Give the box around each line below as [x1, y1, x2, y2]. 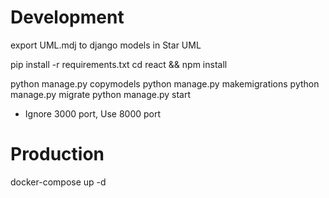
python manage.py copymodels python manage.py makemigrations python [10, 77, 320, 90]
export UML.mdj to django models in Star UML [10, 39, 202, 51]
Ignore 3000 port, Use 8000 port [24, 107, 162, 120]
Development [10, 6, 125, 29]
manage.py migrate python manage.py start [10, 88, 192, 100]
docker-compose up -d [10, 176, 107, 188]
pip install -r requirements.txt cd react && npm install [10, 58, 228, 70]
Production [10, 143, 105, 166]
